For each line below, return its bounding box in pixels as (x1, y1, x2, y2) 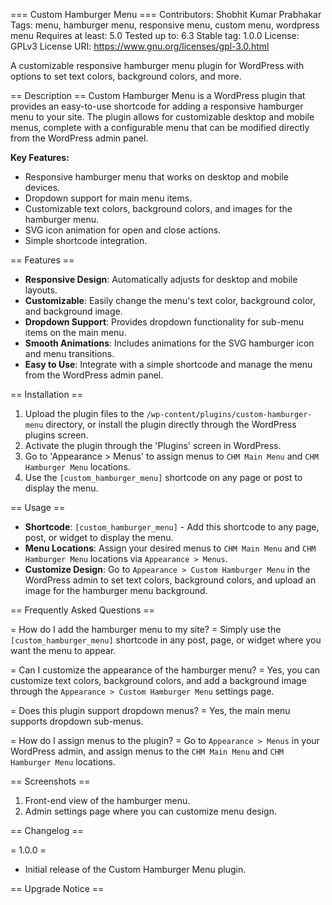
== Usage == (10, 502, 66, 513)
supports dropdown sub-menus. (10, 715, 144, 727)
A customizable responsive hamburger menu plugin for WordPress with (10, 60, 305, 71)
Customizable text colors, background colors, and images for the (24, 203, 293, 214)
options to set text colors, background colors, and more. (10, 70, 242, 82)
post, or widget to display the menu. (24, 532, 174, 543)
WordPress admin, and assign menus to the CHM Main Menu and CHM (10, 745, 284, 757)
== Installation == (10, 389, 84, 400)
